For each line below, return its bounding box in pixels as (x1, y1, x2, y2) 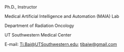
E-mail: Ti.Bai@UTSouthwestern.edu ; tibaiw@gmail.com (4, 41, 117, 47)
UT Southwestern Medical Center (4, 32, 71, 38)
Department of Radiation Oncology (4, 23, 74, 28)
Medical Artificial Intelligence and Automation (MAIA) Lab (4, 13, 120, 19)
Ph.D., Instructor (4, 4, 37, 10)
